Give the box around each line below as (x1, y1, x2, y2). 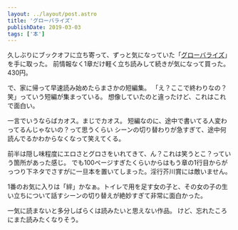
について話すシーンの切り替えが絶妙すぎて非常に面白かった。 (26, 192, 207, 200)
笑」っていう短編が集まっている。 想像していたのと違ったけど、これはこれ (7, 93, 227, 101)
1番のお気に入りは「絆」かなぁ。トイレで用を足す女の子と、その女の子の (7, 182, 222, 191)
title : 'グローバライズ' (7, 17, 73, 24)
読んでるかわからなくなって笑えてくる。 (7, 135, 125, 143)
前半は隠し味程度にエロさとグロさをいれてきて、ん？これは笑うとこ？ (7, 150, 213, 158)
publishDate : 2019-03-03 (7, 23, 81, 31)
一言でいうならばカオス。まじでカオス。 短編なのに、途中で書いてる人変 (7, 117, 222, 125)
